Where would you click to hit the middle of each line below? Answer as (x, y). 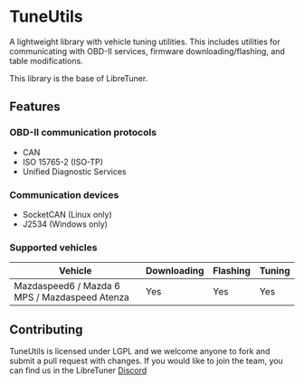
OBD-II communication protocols (83, 133)
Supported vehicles (53, 248)
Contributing (46, 329)
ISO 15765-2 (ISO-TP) (63, 162)
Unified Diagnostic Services (74, 171)
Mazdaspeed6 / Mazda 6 (67, 286)
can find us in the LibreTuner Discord (78, 370)
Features (35, 107)
